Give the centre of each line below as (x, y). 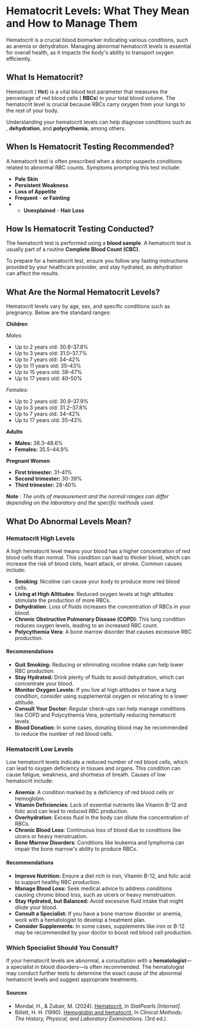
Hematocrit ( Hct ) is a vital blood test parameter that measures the (87, 91)
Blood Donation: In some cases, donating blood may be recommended (101, 728)
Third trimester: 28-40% (46, 485)
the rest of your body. (33, 110)
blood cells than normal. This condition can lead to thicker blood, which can (98, 557)
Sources (17, 993)
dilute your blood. (36, 907)
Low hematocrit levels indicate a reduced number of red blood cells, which (97, 762)
